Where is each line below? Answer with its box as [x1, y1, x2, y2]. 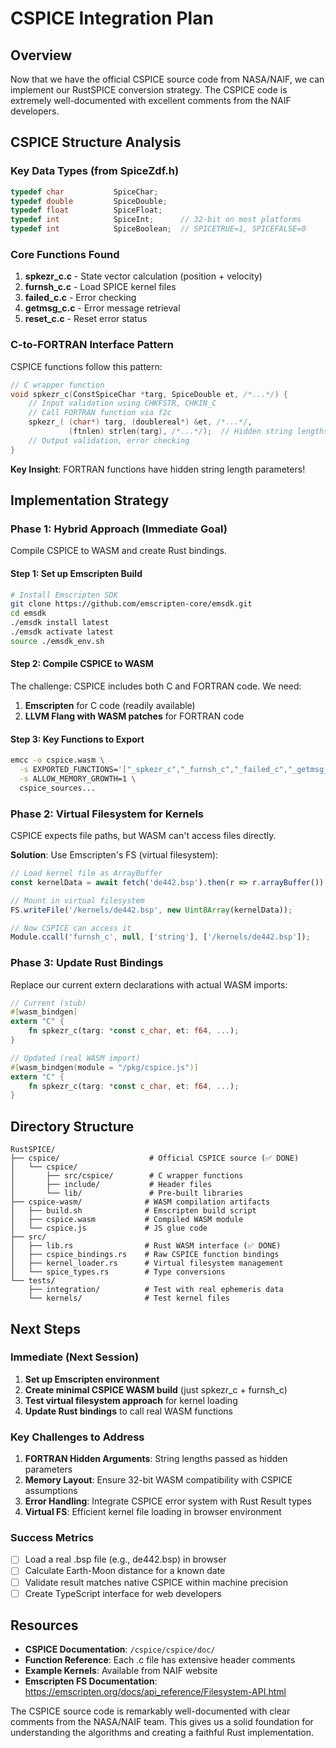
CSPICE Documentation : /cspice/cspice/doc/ [24, 1643, 216, 1656]
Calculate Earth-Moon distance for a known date [24, 1565, 226, 1577]
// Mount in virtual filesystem [10, 895, 145, 906]
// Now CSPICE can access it [10, 923, 132, 933]
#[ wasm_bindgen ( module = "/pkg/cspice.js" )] [10, 1062, 199, 1072]
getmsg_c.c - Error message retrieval [24, 302, 181, 314]
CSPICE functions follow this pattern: [10, 360, 163, 372]
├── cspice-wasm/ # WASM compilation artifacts [10, 1197, 271, 1207]
